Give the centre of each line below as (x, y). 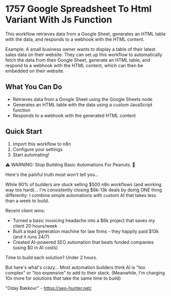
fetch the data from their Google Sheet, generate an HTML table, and (78, 60)
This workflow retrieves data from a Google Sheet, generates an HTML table (86, 34)
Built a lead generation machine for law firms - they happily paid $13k (86, 231)
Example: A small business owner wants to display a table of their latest (80, 49)
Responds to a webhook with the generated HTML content (74, 115)
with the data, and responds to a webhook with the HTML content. (75, 39)
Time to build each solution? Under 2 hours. (52, 257)
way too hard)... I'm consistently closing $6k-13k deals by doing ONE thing (84, 190)
